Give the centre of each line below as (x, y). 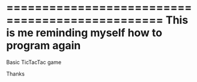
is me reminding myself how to (84, 33)
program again (44, 46)
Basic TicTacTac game (34, 62)
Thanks (16, 74)
